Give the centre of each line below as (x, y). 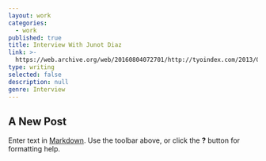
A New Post (38, 121)
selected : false (35, 75)
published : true (35, 38)
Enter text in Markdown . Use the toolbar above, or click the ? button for (124, 140)
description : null (38, 82)
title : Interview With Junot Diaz (65, 45)
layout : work (30, 15)
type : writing (32, 67)
